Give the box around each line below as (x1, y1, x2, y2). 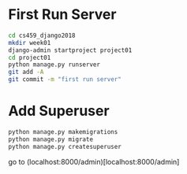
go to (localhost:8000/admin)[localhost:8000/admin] (8, 157, 180, 166)
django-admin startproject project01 (8, 46, 133, 54)
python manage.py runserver (8, 61, 101, 68)
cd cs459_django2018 (8, 31, 77, 39)
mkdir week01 (8, 39, 51, 46)
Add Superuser (8, 102, 110, 120)
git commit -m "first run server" (8, 76, 122, 83)
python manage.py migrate (8, 135, 93, 143)
